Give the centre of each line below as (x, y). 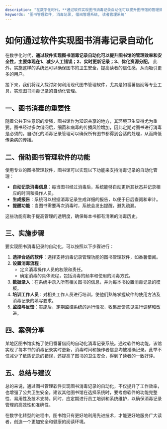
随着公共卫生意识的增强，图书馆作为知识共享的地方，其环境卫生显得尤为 (79, 121)
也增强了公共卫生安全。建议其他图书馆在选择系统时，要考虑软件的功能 (77, 392)
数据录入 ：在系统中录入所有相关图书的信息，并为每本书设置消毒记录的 (84, 282)
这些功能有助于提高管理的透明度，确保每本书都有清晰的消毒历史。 (73, 216)
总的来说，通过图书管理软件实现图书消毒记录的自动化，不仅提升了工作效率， (83, 386)
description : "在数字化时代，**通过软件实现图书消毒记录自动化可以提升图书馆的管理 (82, 10)
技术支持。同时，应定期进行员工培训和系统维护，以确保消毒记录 (96, 398)
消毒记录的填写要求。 (34, 300)
